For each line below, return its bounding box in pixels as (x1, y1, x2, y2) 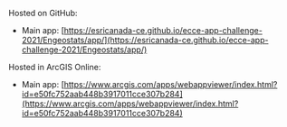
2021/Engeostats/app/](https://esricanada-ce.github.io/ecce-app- (21, 35, 269, 45)
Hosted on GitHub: (8, 8, 78, 18)
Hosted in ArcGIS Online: (8, 62, 101, 72)
